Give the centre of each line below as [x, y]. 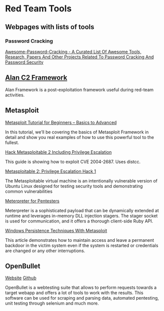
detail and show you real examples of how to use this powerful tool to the [80, 137]
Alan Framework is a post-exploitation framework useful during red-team [80, 89]
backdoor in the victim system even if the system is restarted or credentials [82, 245]
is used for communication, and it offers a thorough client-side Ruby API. [79, 221]
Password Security [24, 62]
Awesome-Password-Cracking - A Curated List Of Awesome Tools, [73, 51]
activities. [15, 95]
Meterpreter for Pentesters [32, 201]
